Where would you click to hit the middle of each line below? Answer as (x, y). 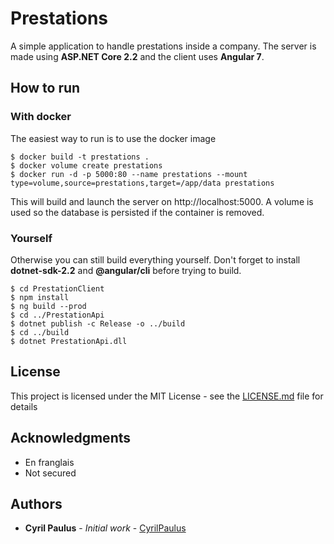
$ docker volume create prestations (86, 165)
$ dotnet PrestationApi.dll (69, 341)
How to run (45, 88)
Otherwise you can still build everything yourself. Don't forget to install (155, 259)
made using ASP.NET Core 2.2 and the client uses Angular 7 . (137, 56)
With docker (41, 117)
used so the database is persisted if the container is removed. (137, 212)
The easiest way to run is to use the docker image (113, 138)
